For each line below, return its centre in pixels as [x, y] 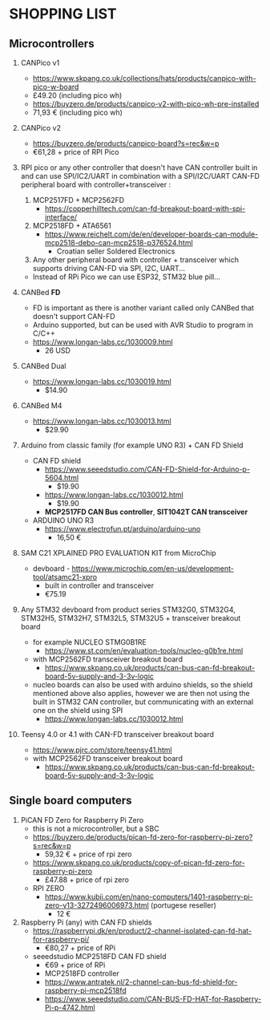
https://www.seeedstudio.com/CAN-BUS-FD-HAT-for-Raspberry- [153, 998]
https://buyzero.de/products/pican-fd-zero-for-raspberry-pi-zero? [143, 837]
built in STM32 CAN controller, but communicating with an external [143, 702]
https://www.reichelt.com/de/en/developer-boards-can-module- [151, 234]
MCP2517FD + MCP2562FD [79, 200]
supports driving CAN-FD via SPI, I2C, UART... [109, 268]
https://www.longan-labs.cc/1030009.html [103, 342]
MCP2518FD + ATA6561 [72, 226]
